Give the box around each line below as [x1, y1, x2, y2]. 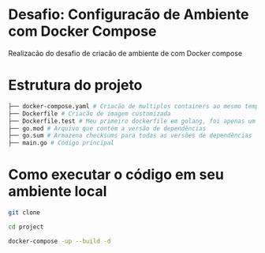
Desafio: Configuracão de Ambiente [8, 6, 249, 24]
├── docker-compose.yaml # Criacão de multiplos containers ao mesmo [8, 102, 242, 110]
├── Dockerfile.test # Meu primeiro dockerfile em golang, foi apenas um [8, 117, 256, 125]
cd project [8, 223, 44, 231]
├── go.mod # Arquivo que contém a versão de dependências [8, 124, 207, 132]
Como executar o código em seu [8, 166, 225, 183]
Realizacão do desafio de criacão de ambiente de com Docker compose [8, 48, 243, 58]
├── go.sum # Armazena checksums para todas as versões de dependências [8, 132, 252, 140]
